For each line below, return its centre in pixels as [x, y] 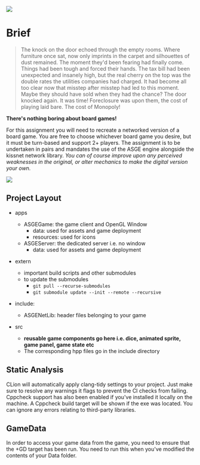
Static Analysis [35, 370]
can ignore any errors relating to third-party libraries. [71, 409]
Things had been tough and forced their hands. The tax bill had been [105, 68]
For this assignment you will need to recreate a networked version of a [93, 130]
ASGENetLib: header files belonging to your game [85, 315]
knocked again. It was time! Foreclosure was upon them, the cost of [104, 100]
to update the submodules [56, 279]
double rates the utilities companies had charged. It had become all [104, 81]
